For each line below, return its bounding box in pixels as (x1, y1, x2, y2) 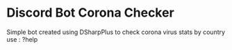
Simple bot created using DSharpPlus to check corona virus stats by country (6, 28, 226, 36)
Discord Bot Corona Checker (6, 5, 174, 21)
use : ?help (6, 35, 38, 43)
